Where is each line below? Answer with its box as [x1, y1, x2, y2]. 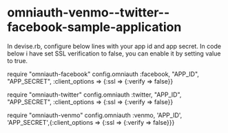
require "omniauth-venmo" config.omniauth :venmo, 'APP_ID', [7, 111, 183, 119]
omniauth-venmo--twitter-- [7, 5, 170, 21]
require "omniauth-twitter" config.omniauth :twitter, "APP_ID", [7, 90, 182, 99]
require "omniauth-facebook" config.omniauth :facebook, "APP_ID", [7, 70, 200, 78]
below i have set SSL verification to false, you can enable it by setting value [7, 49, 221, 58]
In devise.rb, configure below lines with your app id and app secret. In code [7, 42, 222, 50]
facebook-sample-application [7, 19, 182, 35]
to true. [7, 56, 28, 64]
